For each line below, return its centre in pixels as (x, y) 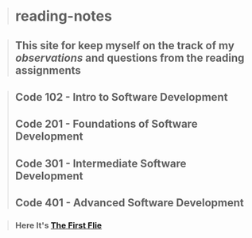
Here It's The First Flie (58, 225)
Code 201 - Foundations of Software (106, 124)
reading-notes (64, 16)
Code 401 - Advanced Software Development (129, 203)
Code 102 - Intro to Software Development (121, 97)
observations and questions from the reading (130, 58)
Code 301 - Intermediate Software (101, 163)
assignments (48, 70)
